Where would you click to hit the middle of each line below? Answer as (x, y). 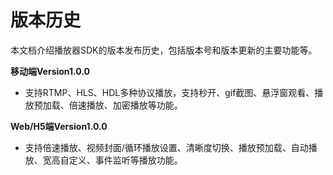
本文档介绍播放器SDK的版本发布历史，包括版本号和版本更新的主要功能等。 (164, 50)
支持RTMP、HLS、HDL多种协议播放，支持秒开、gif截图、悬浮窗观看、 (169, 92)
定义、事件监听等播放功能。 (125, 160)
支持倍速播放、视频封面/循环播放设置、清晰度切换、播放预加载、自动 (166, 147)
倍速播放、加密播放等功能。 (125, 105)
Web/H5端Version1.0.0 (59, 126)
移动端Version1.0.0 (50, 71)
